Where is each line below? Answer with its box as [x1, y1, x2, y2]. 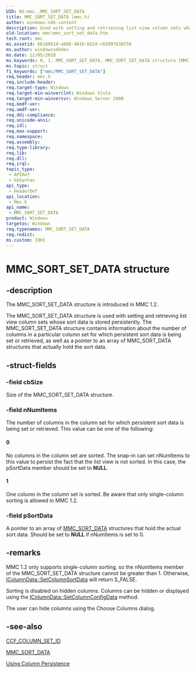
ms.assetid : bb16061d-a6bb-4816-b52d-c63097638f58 [6, 42, 132, 47]
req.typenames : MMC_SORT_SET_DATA [6, 226, 90, 232]
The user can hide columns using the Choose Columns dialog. [6, 605, 156, 612]
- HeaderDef [8, 188, 38, 194]
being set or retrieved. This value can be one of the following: [6, 425, 154, 432]
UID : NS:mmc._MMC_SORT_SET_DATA [6, 8, 85, 15]
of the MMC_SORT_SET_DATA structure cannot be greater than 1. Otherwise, [6, 569, 190, 576]
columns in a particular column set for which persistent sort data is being [6, 331, 182, 338]
